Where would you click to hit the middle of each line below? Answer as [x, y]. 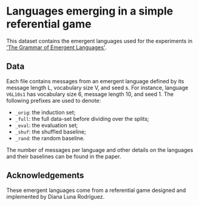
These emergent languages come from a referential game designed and [96, 190]
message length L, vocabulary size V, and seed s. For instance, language [97, 88]
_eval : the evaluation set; [46, 125]
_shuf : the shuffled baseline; [50, 131]
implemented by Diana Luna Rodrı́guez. [56, 196]
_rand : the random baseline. [50, 138]
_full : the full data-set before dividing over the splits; [82, 118]
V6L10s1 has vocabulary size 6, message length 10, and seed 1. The [90, 94]
